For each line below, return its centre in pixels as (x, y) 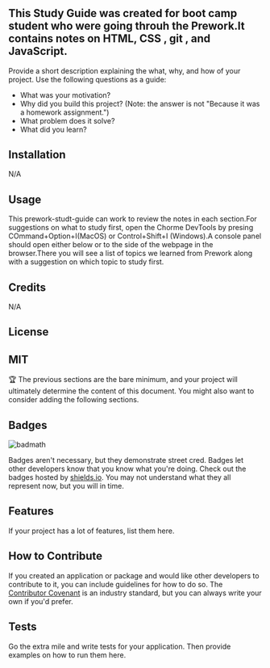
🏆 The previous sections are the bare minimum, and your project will (123, 380)
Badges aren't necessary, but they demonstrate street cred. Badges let (126, 460)
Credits (27, 287)
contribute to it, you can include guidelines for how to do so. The (116, 584)
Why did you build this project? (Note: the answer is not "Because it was (140, 103)
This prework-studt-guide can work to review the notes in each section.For (133, 219)
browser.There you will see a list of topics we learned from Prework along (131, 254)
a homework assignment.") (64, 112)
